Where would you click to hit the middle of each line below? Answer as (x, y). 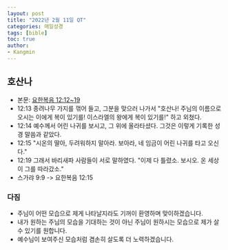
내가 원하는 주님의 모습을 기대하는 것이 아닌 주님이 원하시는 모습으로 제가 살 (118, 222)
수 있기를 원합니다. (42, 230)
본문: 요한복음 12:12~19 (49, 99)
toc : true (21, 39)
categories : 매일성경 (35, 26)
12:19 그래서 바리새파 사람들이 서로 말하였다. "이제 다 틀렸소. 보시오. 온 (112, 160)
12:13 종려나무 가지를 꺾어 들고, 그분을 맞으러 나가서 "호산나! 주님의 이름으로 (119, 108)
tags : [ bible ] (28, 33)
